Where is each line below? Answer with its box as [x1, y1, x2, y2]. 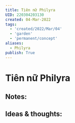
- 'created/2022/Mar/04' [10, 27, 62, 32]
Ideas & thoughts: [5, 110, 62, 118]
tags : [5, 21, 17, 27]
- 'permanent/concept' [10, 36, 58, 41]
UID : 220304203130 [5, 12, 44, 17]
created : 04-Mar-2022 [5, 17, 51, 22]
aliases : [5, 41, 24, 46]
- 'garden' [10, 31, 33, 36]
